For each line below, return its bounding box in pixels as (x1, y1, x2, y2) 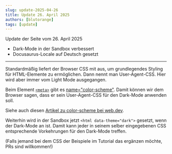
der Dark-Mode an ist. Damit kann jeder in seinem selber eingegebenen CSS (5, 123, 166, 129)
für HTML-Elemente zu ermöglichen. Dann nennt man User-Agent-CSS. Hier (5, 71, 166, 77)
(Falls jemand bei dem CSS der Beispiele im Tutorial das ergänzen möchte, (5, 138, 163, 144)
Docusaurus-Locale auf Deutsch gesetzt (12, 51, 99, 57)
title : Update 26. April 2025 (5, 12, 70, 17)
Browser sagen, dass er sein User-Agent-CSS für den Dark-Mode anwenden (5, 92, 167, 98)
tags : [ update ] (5, 21, 38, 27)
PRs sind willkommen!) (5, 144, 53, 150)
